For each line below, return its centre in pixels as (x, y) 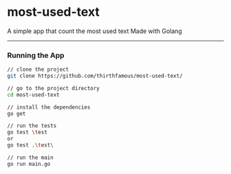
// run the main (30, 157)
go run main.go (29, 164)
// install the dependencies (49, 107)
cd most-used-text (33, 95)
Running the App (36, 55)
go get (16, 113)
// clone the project (38, 69)
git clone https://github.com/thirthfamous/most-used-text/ (95, 76)
